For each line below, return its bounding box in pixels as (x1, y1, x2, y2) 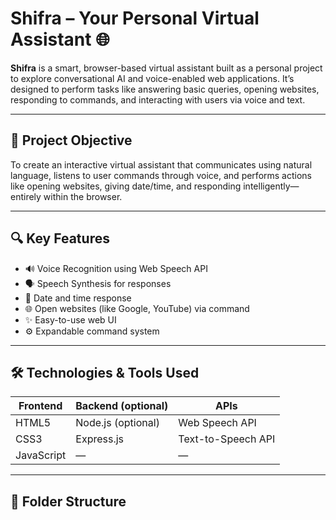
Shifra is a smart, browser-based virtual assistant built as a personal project (10, 62, 323, 74)
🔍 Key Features (10, 230, 110, 247)
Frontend (18, 399, 63, 413)
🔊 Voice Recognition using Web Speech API (24, 262, 208, 274)
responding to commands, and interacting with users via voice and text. (10, 93, 306, 106)
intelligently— (243, 180, 300, 192)
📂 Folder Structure (10, 493, 127, 510)
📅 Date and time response (24, 292, 132, 304)
